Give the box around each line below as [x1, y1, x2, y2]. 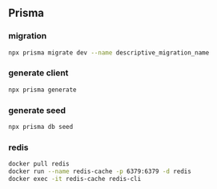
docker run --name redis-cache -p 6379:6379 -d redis [8, 167, 192, 175]
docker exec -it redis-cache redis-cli [8, 175, 142, 183]
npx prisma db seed [8, 123, 74, 131]
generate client [8, 67, 69, 78]
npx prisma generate [8, 86, 78, 94]
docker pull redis [8, 160, 70, 168]
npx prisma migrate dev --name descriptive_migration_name [8, 48, 210, 57]
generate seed [8, 104, 66, 115]
